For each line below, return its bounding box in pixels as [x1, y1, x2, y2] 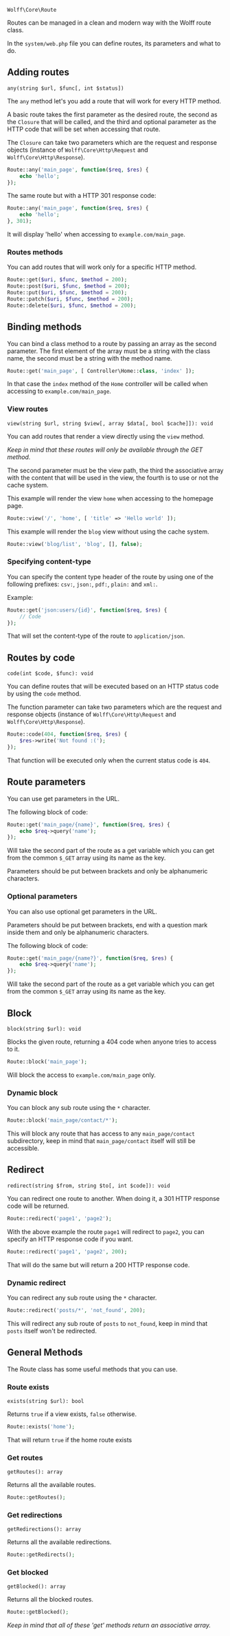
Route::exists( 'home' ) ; [7, 1423, 76, 1430]
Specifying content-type [7, 557, 91, 567]
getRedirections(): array [7, 1526, 81, 1533]
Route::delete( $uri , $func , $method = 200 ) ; [7, 302, 137, 309]
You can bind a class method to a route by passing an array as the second [7, 339, 217, 347]
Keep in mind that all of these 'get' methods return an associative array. [7, 1621, 211, 1630]
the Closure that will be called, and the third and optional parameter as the [7, 117, 216, 125]
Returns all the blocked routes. [7, 1595, 94, 1604]
